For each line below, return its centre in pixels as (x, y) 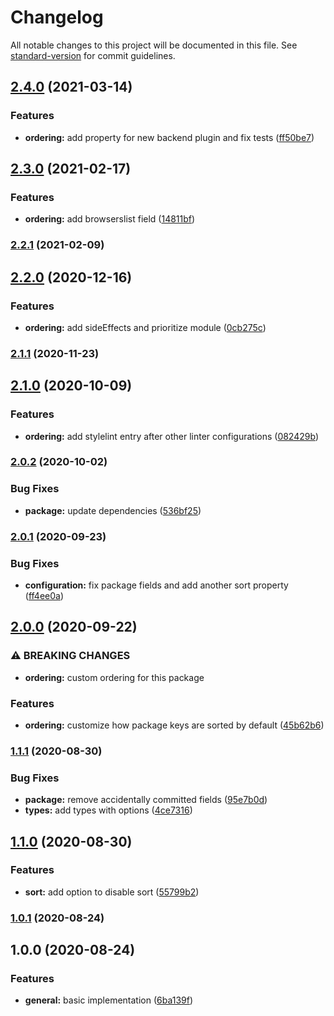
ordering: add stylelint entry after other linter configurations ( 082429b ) (171, 436)
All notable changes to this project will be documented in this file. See (154, 45)
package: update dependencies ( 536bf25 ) (113, 510)
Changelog (57, 17)
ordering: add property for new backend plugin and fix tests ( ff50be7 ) (169, 137)
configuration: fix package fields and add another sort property (156, 585)
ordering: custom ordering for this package (114, 677)
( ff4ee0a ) (44, 595)
